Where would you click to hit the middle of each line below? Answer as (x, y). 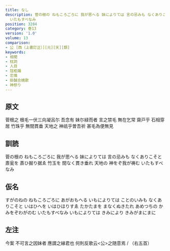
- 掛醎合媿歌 (17, 80)
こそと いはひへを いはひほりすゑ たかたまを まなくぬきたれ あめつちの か (86, 206)
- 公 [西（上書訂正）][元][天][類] (37, 47)
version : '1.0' (21, 33)
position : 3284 (21, 24)
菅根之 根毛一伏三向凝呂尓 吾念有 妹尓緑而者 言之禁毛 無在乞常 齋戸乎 (78, 120)
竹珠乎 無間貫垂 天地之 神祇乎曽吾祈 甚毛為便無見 (62, 126)
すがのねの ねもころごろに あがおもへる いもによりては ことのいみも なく (81, 200)
